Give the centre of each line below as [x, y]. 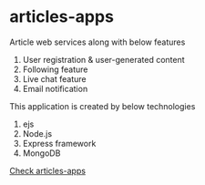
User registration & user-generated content [103, 59]
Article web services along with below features [97, 42]
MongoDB [41, 153]
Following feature [55, 69]
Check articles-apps [48, 170]
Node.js [37, 133]
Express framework [59, 143]
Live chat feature [54, 78]
